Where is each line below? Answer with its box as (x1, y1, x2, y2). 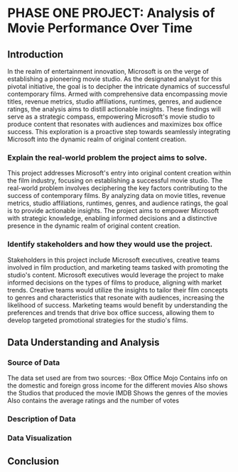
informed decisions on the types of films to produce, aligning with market (7, 278, 222, 287)
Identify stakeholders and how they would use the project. (7, 239, 213, 249)
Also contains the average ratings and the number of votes (7, 396, 180, 405)
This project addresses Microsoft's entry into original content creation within (7, 169, 232, 177)
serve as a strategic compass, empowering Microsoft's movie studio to (7, 112, 215, 121)
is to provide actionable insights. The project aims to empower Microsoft (7, 207, 220, 215)
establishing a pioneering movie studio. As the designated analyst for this (7, 75, 222, 83)
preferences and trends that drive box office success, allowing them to (7, 308, 215, 317)
